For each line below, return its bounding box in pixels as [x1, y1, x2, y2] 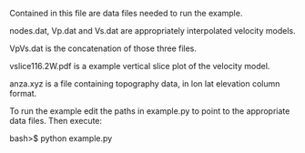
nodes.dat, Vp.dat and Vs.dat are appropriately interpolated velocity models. [9, 25, 296, 36]
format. [9, 88, 37, 98]
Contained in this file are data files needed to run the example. [9, 8, 243, 18]
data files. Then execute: [9, 116, 103, 126]
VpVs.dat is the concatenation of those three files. [9, 43, 198, 54]
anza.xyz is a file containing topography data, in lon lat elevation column [9, 78, 280, 89]
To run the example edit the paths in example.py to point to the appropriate [9, 106, 290, 117]
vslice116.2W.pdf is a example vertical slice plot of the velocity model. [9, 61, 270, 71]
